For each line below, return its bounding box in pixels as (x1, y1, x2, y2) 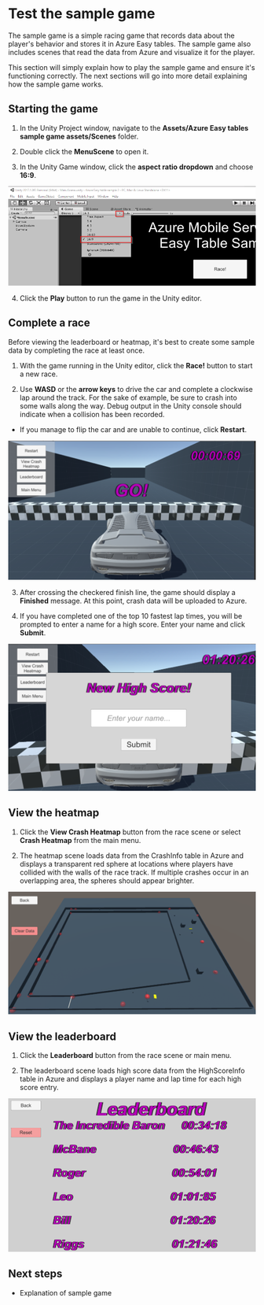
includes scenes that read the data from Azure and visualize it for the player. (8, 47, 255, 57)
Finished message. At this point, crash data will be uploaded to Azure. (19, 596, 247, 606)
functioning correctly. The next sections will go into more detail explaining (8, 71, 247, 80)
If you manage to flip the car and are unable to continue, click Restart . (19, 424, 247, 434)
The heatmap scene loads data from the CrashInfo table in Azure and (19, 851, 244, 860)
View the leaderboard (8, 1030, 116, 1043)
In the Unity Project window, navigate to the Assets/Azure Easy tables (19, 123, 249, 132)
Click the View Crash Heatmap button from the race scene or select (19, 827, 241, 837)
